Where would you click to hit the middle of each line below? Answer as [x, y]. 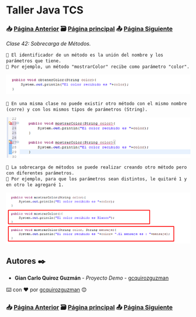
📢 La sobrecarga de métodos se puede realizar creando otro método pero [97, 167]
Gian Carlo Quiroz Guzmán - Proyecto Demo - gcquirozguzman [92, 278]
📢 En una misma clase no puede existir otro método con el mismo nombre [97, 104]
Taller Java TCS [45, 10]
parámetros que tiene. [34, 61]
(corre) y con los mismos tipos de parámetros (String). [77, 110]
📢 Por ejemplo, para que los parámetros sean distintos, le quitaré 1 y [97, 179]
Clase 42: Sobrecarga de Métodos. [49, 44]
